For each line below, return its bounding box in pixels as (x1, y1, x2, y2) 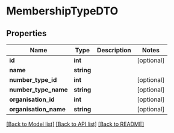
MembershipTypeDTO (6, 4, 119, 18)
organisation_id (9, 95, 55, 104)
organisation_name (9, 105, 66, 113)
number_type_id (9, 76, 57, 84)
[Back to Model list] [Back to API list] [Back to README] (6, 120, 144, 128)
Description (97, 46, 131, 54)
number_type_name (9, 85, 68, 94)
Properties (6, 28, 47, 39)
